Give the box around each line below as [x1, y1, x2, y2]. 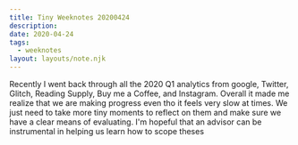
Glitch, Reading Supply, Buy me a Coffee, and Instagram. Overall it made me [9, 88, 290, 99]
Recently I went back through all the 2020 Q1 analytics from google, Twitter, [9, 79, 289, 89]
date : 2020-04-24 [9, 29, 74, 38]
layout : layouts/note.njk [9, 54, 106, 63]
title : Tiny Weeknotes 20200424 [9, 12, 130, 22]
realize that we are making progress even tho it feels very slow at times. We [9, 98, 288, 108]
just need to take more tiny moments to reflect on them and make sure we [9, 108, 282, 117]
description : [9, 21, 58, 30]
